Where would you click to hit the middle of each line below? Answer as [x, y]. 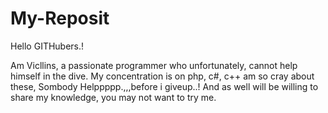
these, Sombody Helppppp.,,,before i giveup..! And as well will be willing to [164, 86]
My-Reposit [60, 18]
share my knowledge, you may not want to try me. [113, 97]
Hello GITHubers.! [47, 46]
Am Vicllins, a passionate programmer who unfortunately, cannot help [154, 65]
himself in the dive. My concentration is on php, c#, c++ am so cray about [162, 76]
